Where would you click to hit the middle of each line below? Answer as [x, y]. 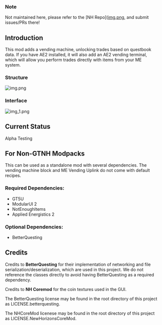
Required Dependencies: [35, 188]
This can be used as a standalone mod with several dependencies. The [76, 165]
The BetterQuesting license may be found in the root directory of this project [81, 299]
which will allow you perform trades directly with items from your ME [73, 60]
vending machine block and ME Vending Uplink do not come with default [77, 171]
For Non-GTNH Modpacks [45, 153]
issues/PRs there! [22, 22]
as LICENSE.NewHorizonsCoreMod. [41, 318]
